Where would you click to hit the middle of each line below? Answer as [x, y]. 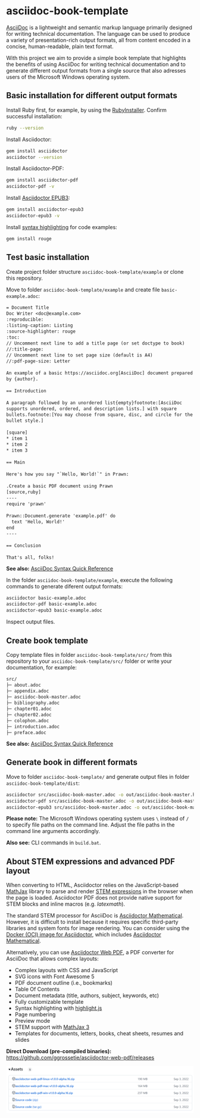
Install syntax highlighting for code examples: [62, 227]
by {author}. [22, 379]
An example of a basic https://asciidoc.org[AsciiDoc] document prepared [100, 373]
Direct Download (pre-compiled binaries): [59, 1051]
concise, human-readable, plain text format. [60, 46]
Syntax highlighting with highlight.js [58, 1008]
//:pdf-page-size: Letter [38, 361]
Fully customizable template [49, 1002]
